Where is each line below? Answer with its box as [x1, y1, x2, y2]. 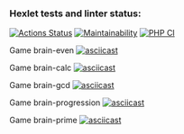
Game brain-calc [9, 62, 72, 74]
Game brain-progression [9, 97, 101, 108]
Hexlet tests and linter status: [9, 7, 142, 20]
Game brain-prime [9, 115, 78, 126]
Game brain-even [9, 45, 75, 56]
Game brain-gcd [9, 80, 70, 91]
